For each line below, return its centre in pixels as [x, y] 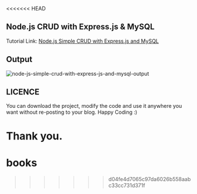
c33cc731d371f [127, 185]
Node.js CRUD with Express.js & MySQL [80, 27]
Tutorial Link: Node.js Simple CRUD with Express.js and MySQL [82, 41]
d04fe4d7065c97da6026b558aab [150, 179]
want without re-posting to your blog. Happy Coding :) [72, 112]
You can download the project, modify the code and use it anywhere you [94, 106]
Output [19, 59]
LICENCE [23, 92]
